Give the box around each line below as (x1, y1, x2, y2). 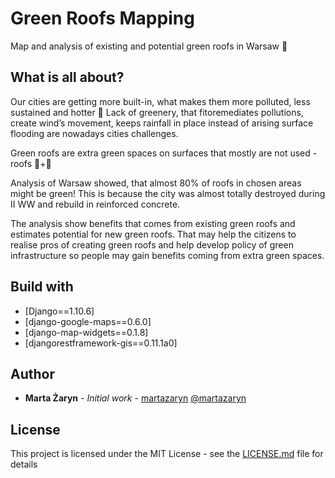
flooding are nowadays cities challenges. (10, 127, 179, 139)
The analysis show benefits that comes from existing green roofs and (10, 217, 296, 229)
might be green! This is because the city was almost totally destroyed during (10, 187, 326, 199)
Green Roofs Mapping (10, 7, 195, 30)
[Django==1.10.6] (24, 305, 95, 317)
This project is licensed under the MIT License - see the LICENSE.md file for (10, 448, 324, 460)
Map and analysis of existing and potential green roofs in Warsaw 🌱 (10, 40, 288, 52)
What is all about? (10, 69, 125, 86)
